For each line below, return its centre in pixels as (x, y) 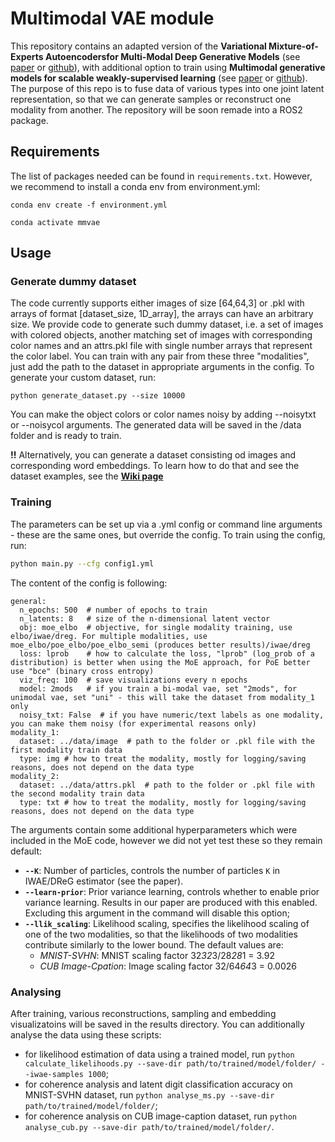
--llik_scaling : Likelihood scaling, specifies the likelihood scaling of (167, 923)
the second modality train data (77, 793)
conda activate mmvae (55, 222)
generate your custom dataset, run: (83, 378)
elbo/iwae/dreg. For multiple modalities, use (109, 636)
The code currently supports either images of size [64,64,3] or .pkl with (157, 303)
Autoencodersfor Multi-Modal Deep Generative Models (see (172, 56)
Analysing (36, 992)
